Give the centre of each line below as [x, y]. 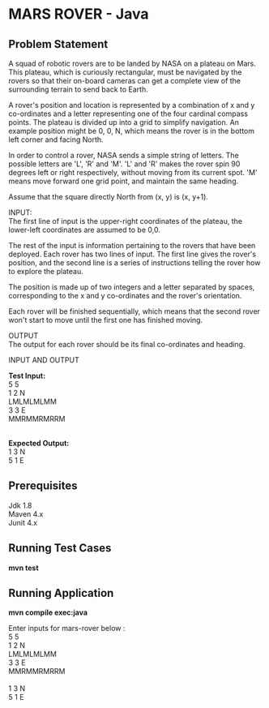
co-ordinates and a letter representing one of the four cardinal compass [128, 114]
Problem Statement [58, 44]
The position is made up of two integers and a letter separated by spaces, [132, 287]
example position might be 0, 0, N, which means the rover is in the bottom [132, 131]
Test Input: [27, 375]
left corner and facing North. [56, 139]
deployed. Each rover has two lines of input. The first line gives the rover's [132, 254]
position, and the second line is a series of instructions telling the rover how [134, 263]
